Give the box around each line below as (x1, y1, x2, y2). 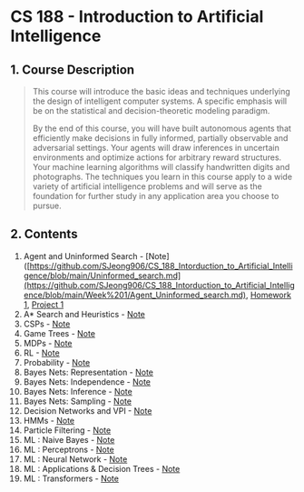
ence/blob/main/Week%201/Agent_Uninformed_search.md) (23, 289, 247, 300)
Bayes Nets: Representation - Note (23, 366, 153, 377)
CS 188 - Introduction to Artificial (10, 6, 264, 27)
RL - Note (23, 347, 60, 358)
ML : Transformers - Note (23, 473, 119, 484)
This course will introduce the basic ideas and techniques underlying (32, 86, 291, 96)
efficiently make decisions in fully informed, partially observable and (32, 133, 289, 143)
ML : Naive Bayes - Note (23, 434, 115, 445)
